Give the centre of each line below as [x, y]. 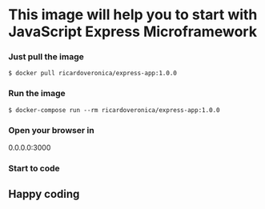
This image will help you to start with [133, 15]
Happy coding [44, 194]
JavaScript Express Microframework [133, 32]
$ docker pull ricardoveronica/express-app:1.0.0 [93, 74]
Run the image [37, 94]
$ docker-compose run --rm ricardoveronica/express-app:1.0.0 [114, 110]
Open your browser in [51, 130]
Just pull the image [46, 57]
